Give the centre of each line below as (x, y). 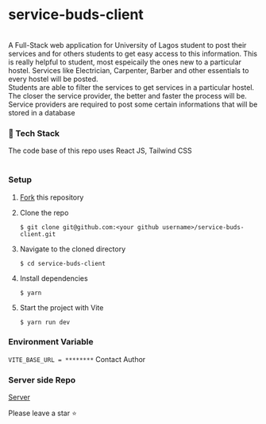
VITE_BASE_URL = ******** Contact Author (77, 359)
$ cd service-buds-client (62, 263)
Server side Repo (42, 379)
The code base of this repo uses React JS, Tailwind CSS (100, 151)
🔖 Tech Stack (34, 133)
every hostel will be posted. (53, 79)
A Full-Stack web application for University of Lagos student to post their (127, 45)
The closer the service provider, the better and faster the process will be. (128, 95)
